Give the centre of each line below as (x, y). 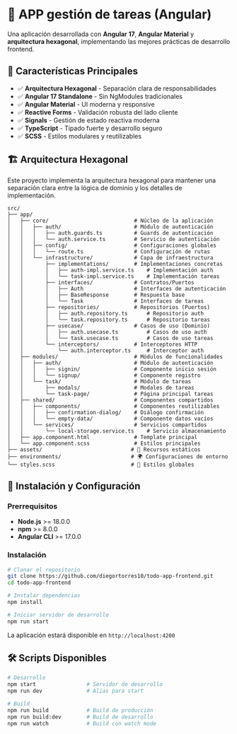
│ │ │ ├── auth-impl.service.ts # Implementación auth (110, 270)
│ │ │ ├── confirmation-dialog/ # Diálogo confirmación (105, 412)
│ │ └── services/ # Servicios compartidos (107, 425)
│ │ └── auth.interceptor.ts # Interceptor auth (105, 350)
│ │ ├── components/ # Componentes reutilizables (114, 406)
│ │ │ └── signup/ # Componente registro (104, 375)
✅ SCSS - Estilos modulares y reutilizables (80, 136)
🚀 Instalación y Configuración (74, 486)
